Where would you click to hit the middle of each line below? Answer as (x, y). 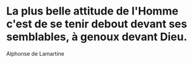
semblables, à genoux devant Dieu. (97, 37)
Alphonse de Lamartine (36, 53)
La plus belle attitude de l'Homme (93, 11)
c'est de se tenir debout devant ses (97, 24)
